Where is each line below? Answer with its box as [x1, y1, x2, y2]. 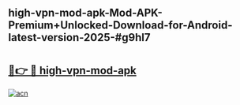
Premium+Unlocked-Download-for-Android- [8, 19, 233, 32]
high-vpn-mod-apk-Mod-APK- [8, 6, 163, 20]
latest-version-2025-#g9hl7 [8, 31, 151, 44]
